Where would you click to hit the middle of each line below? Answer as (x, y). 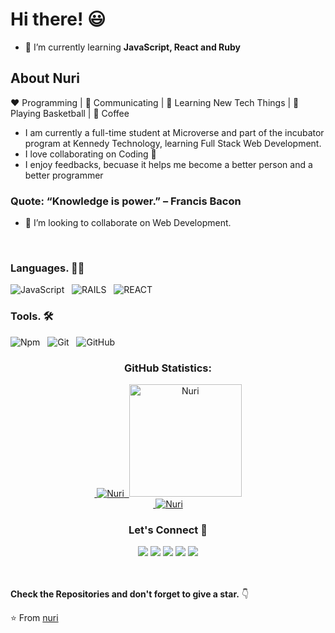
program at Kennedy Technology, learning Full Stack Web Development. (173, 143)
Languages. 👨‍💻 (47, 268)
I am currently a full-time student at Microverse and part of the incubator (174, 132)
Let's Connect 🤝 (168, 530)
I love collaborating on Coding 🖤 (90, 154)
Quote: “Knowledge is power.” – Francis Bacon (126, 201)
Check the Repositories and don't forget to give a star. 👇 (130, 594)
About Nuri (45, 78)
